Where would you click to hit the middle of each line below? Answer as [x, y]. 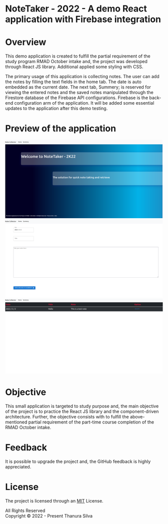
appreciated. [18, 467]
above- [137, 417]
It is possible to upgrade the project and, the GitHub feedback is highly [78, 461]
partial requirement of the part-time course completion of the [91, 422]
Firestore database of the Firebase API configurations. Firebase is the [77, 98]
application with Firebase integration [83, 19]
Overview [26, 42]
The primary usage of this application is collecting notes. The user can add [82, 77]
